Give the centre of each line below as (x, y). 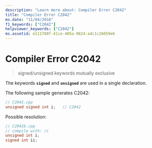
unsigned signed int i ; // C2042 (43, 107)
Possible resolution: (26, 117)
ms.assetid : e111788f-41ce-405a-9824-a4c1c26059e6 (60, 34)
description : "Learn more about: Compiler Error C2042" (66, 10)
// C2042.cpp (19, 102)
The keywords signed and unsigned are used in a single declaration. (76, 83)
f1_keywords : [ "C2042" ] (31, 24)
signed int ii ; (21, 140)
